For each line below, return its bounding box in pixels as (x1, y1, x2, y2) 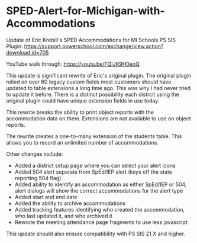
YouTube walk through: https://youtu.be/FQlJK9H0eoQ (6, 60, 140, 68)
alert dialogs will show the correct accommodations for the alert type (14, 187, 183, 194)
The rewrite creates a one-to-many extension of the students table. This (6, 132, 182, 140)
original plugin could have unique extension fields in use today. (6, 97, 160, 104)
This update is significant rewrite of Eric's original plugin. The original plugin (6, 72, 192, 79)
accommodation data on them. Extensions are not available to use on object (6, 114, 191, 122)
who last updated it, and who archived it (14, 212, 112, 219)
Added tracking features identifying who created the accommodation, (14, 206, 185, 213)
